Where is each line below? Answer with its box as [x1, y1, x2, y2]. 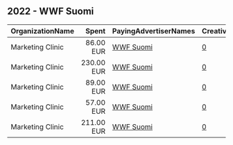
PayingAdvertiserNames [112, 26, 196, 35]
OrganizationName [10, 26, 75, 35]
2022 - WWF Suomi [7, 6, 94, 17]
